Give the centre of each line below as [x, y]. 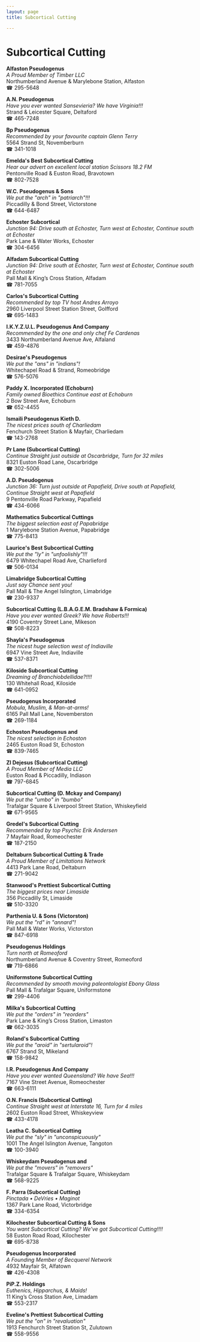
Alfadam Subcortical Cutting [43, 259]
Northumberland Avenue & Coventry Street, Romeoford [74, 960]
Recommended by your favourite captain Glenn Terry [72, 136]
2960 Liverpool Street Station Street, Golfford [62, 309]
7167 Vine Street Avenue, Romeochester [56, 1082]
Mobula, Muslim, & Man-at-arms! [47, 708]
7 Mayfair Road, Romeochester [44, 837]
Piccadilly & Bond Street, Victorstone [51, 204]
